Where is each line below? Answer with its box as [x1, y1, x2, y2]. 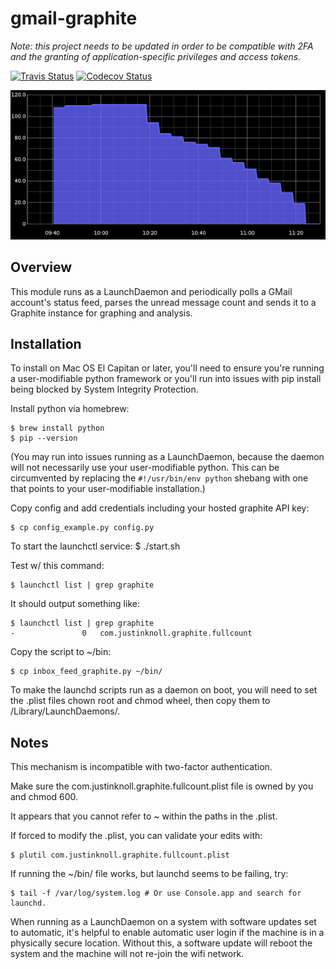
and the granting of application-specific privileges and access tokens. [10, 50, 302, 62]
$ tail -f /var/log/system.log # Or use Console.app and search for [10, 888, 302, 899]
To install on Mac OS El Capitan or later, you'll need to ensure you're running [10, 362, 325, 374]
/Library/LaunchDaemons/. [10, 705, 121, 717]
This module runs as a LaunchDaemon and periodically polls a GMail [10, 285, 293, 297]
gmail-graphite [10, 7, 138, 30]
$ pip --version [10, 433, 78, 444]
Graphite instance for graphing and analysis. [10, 307, 193, 319]
